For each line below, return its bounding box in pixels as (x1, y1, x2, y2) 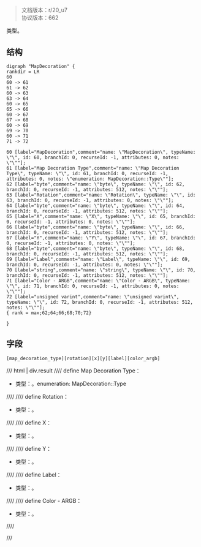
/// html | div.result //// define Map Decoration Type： (6, 367, 141, 374)
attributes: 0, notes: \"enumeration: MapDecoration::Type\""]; (6, 176, 174, 182)
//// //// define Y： (6, 445, 52, 452)
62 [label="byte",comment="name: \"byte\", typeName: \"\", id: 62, (6, 181, 185, 187)
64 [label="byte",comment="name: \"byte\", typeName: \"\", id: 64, (6, 203, 185, 209)
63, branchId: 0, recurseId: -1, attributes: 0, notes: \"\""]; (6, 197, 174, 203)
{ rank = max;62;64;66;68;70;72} (6, 310, 92, 316)
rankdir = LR (6, 69, 40, 75)
